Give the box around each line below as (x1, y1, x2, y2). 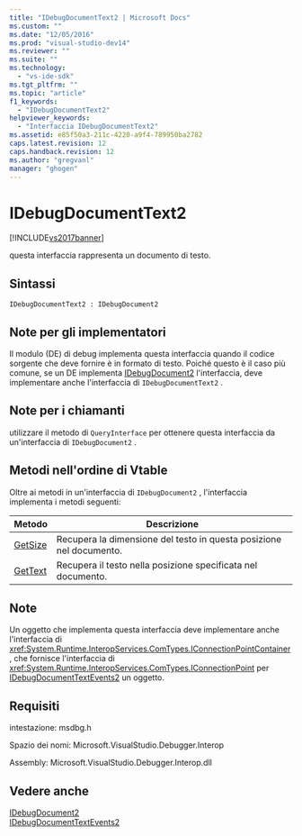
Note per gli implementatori (9, 324, 166, 340)
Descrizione (146, 517, 200, 530)
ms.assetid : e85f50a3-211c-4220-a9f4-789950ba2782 (9, 131, 203, 140)
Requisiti (9, 698, 60, 713)
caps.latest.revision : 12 (9, 139, 106, 148)
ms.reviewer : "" (9, 47, 70, 56)
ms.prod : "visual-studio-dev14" (9, 38, 130, 48)
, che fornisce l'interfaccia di (9, 653, 115, 664)
